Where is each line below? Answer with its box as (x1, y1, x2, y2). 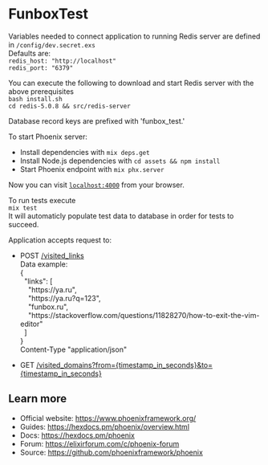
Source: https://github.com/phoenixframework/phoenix (19, 447, 203, 457)
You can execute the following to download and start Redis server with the (8, 78, 254, 88)
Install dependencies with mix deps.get (19, 147, 150, 157)
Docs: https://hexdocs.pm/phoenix (19, 430, 135, 440)
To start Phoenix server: (8, 132, 88, 141)
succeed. (8, 219, 39, 229)
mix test (8, 204, 38, 212)
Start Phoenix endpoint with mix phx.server (19, 164, 164, 173)
